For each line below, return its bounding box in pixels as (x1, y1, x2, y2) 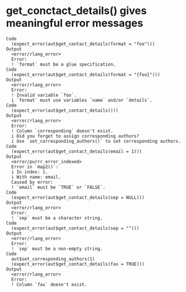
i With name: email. (11, 174, 61, 180)
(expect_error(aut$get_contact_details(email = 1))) (11, 148, 142, 154)
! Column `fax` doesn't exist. (11, 281, 87, 287)
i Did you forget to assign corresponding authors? (11, 133, 140, 139)
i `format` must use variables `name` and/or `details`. (11, 97, 153, 103)
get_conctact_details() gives (6, 4, 147, 18)
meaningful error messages (6, 16, 143, 30)
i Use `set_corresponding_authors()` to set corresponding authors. (11, 138, 181, 144)
